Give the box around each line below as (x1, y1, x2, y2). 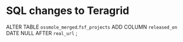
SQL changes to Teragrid (6, 4, 130, 17)
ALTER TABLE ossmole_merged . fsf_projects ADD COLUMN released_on (6, 23, 178, 30)
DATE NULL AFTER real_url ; (6, 29, 77, 36)
